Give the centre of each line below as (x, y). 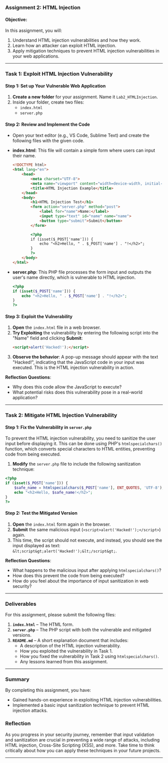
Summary (17, 679)
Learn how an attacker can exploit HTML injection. (64, 46)
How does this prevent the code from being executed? (68, 575)
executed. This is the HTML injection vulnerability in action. (73, 367)
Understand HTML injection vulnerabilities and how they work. (77, 40)
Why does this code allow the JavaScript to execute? (67, 387)
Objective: (16, 20)
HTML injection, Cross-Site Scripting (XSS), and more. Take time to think (80, 745)
